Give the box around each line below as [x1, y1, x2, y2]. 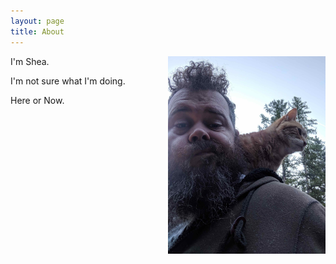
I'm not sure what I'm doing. [10, 75, 126, 87]
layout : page [10, 16, 65, 26]
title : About [10, 26, 65, 37]
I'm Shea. [10, 55, 50, 67]
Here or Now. [10, 94, 65, 106]
